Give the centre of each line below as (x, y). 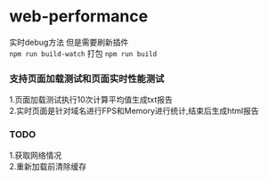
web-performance (79, 16)
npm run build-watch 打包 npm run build (83, 53)
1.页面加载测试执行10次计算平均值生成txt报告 (91, 100)
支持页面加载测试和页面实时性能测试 (87, 78)
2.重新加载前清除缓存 (48, 166)
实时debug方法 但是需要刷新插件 (69, 42)
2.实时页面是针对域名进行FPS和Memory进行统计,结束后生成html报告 (134, 111)
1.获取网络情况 (36, 155)
